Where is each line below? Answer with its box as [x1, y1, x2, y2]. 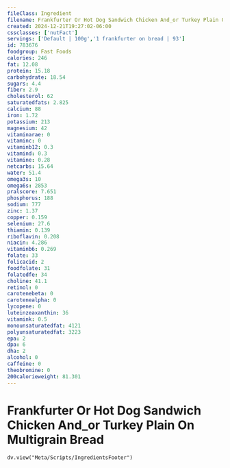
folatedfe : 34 [7, 271, 48, 278]
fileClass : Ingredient [7, 10, 72, 17]
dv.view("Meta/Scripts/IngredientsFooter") [7, 454, 133, 461]
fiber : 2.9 [7, 86, 38, 93]
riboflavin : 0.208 [7, 233, 60, 240]
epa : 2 [7, 335, 26, 342]
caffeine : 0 [7, 360, 41, 367]
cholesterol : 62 [7, 93, 53, 100]
